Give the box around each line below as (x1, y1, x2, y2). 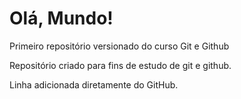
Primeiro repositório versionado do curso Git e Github (9, 40, 230, 52)
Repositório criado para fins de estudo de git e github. (9, 59, 232, 71)
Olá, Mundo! (9, 7, 114, 30)
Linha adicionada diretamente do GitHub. (9, 78, 179, 91)
